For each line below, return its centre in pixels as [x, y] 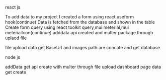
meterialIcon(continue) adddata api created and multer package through [79, 33]
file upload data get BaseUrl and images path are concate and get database [83, 47]
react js [13, 7]
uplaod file [16, 38]
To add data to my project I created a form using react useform [70, 17]
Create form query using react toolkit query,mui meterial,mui [67, 27]
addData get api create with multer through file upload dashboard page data [83, 67]
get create [16, 72]
